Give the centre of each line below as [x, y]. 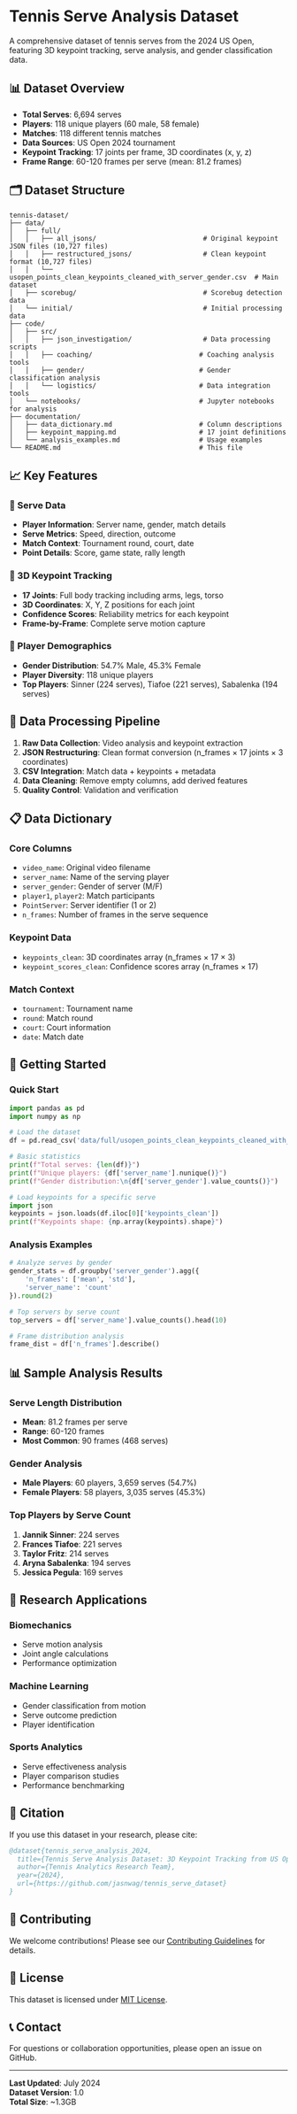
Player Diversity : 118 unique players [88, 675]
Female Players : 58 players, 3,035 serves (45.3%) [114, 1493]
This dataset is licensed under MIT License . [88, 1999]
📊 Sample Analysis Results [86, 1373]
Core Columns [41, 848]
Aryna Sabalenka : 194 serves [76, 1562]
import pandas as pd [47, 1108]
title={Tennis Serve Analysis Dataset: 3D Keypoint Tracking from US [148, 1859]
